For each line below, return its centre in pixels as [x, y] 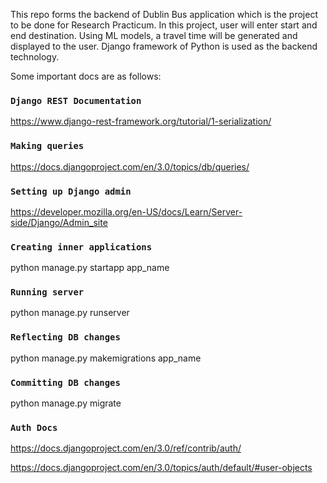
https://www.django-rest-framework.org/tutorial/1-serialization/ [141, 121]
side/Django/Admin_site [59, 222]
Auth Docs [34, 427]
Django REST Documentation [76, 100]
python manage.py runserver [70, 313]
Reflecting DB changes [65, 337]
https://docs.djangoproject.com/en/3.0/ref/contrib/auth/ [126, 448]
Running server [47, 292]
